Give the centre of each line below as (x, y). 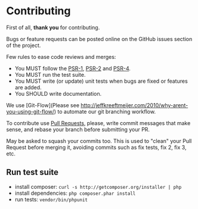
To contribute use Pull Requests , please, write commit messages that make (98, 123)
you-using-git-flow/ (30, 111)
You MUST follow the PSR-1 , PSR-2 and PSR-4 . (73, 68)
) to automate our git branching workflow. (105, 111)
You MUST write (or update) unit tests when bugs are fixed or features (101, 81)
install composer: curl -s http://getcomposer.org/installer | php (98, 186)
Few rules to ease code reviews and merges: (61, 57)
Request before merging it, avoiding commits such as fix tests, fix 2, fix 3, (96, 147)
